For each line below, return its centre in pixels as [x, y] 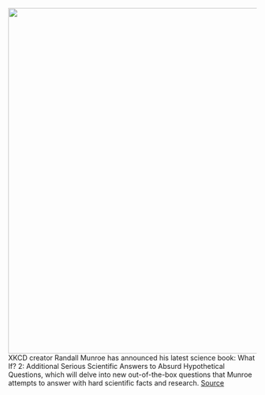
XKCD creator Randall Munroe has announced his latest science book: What [132, 358]
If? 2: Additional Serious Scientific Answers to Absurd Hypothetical [116, 366]
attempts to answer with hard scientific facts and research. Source [116, 383]
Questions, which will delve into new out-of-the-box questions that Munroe [130, 374]
